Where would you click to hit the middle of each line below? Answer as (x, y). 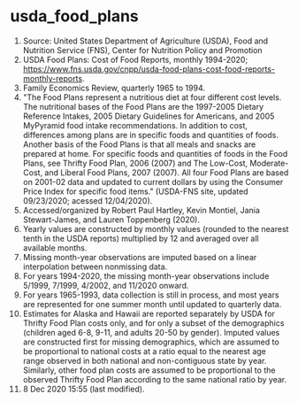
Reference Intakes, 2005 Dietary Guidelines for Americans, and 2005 (149, 116)
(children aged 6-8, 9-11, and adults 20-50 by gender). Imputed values (151, 332)
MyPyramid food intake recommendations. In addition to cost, (135, 125)
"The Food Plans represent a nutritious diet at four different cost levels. (152, 97)
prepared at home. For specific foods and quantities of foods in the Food (155, 153)
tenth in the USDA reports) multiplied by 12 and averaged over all (141, 238)
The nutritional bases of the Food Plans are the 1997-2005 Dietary (143, 106)
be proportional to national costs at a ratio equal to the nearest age (144, 351)
